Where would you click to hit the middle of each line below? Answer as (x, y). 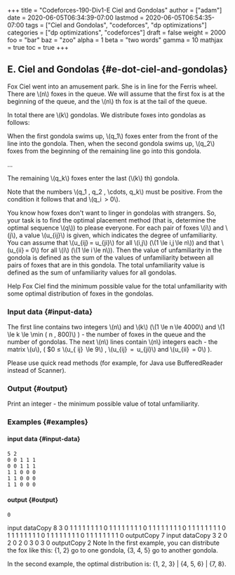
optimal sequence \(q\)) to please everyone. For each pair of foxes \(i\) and (116, 227)
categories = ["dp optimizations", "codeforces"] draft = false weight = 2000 (117, 32)
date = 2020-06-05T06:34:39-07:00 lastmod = (76, 18)
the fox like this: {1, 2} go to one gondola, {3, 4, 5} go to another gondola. (113, 550)
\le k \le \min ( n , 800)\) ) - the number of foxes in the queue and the (107, 335)
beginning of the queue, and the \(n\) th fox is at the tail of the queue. (107, 101)
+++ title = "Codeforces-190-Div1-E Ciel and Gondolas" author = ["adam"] (115, 10)
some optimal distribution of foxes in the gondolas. (81, 293)
